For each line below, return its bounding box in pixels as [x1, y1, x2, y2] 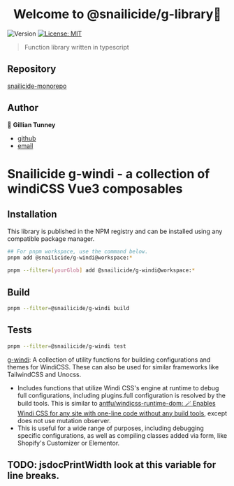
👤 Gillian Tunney [7, 120, 56, 128]
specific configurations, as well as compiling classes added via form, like [17, 431, 228, 439]
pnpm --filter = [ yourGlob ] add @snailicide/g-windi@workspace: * [7, 267, 196, 274]
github [17, 134, 36, 142]
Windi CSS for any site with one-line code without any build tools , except [17, 408, 228, 418]
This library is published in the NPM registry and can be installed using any [7, 227, 223, 235]
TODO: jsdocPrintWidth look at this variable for [7, 459, 217, 471]
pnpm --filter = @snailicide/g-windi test [7, 342, 127, 350]
